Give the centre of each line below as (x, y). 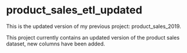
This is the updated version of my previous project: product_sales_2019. (94, 26)
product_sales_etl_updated (74, 10)
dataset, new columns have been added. (56, 44)
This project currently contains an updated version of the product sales (93, 37)
